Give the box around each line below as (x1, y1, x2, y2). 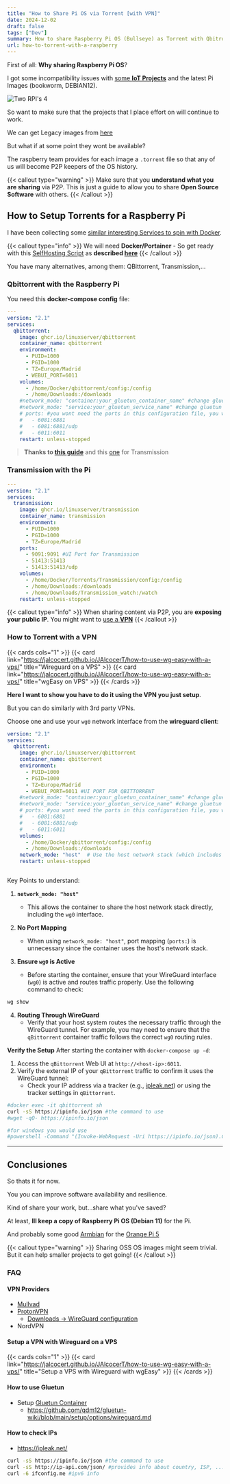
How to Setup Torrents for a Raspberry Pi (7, 210, 186, 222)
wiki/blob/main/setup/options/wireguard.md (27, 1413, 152, 1421)
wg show (7, 999, 29, 1006)
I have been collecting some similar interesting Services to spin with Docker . (7, 228, 222, 237)
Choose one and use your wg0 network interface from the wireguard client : (7, 717, 219, 725)
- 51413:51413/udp (25, 564, 78, 571)
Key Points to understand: (7, 876, 80, 885)
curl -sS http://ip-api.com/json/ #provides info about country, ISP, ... (7, 1463, 225, 1470)
